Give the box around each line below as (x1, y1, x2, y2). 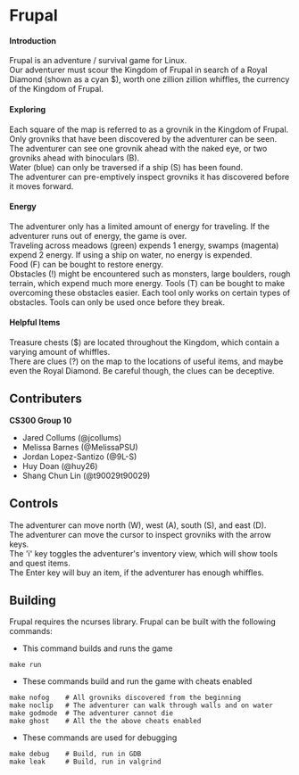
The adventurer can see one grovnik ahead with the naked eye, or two (9, 143, 268, 153)
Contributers (9, 392, 83, 407)
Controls (9, 496, 59, 511)
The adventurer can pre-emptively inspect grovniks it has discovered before (9, 171, 290, 182)
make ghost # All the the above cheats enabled (9, 717, 202, 726)
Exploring (9, 103, 46, 114)
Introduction (9, 35, 56, 45)
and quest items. (9, 557, 71, 568)
